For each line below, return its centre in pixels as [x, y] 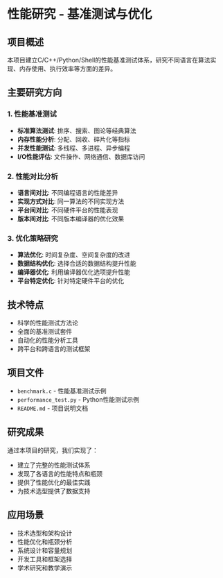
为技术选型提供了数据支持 [54, 491]
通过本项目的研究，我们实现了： [53, 450]
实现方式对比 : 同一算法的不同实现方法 [71, 201]
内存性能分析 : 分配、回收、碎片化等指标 [73, 139]
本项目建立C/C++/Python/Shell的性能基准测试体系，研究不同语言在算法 [109, 60]
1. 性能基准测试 [32, 114]
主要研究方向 [35, 93]
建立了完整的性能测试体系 [54, 465]
